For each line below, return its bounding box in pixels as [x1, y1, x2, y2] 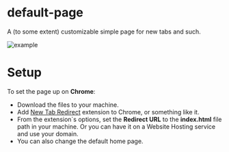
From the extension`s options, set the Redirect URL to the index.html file [16, 115, 222, 123]
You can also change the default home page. [16, 137, 144, 145]
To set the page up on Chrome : [7, 87, 96, 95]
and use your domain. [16, 129, 79, 138]
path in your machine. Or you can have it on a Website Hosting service [16, 122, 216, 131]
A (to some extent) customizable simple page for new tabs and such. [7, 27, 202, 36]
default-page [7, 5, 84, 21]
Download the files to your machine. [16, 101, 119, 109]
